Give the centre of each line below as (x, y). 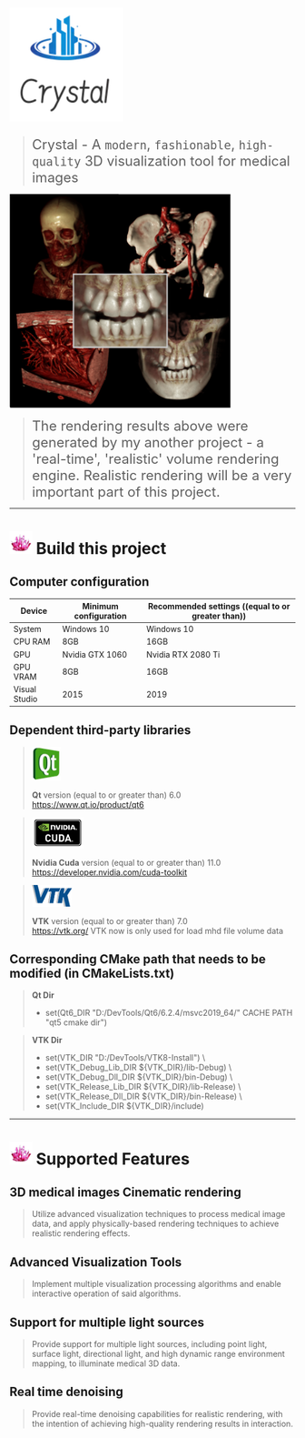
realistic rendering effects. (81, 1233)
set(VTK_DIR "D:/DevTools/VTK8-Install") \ (125, 1058)
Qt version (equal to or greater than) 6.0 (106, 795)
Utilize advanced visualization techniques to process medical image (158, 1214)
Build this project (101, 548)
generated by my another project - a (148, 443)
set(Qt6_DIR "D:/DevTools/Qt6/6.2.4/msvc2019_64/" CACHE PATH (169, 1013)
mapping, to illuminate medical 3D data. (106, 1363)
